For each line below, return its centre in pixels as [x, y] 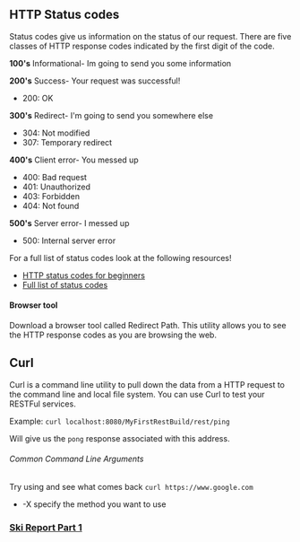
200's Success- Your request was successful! [95, 81]
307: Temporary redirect [67, 142]
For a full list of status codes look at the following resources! [120, 258]
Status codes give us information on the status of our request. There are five [150, 36]
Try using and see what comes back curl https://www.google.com [131, 487]
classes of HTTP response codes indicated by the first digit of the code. [142, 46]
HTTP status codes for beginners [84, 275]
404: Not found [51, 205]
